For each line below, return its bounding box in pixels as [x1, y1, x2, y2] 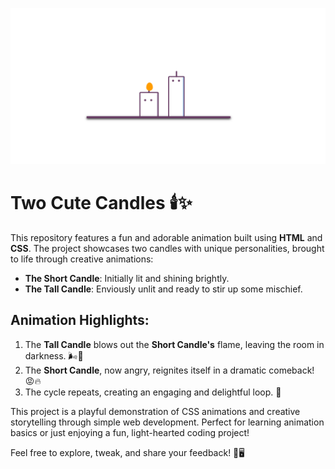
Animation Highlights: [10, 312, 150, 329]
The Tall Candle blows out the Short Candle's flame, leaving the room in [24, 338, 325, 350]
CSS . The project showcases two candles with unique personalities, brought [10, 242, 325, 254]
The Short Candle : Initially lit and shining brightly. [24, 272, 230, 284]
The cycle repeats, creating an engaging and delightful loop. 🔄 [24, 386, 282, 398]
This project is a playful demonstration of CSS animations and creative [10, 405, 301, 417]
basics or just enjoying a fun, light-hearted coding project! [10, 426, 250, 438]
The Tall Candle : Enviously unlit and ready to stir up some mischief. [24, 283, 303, 295]
